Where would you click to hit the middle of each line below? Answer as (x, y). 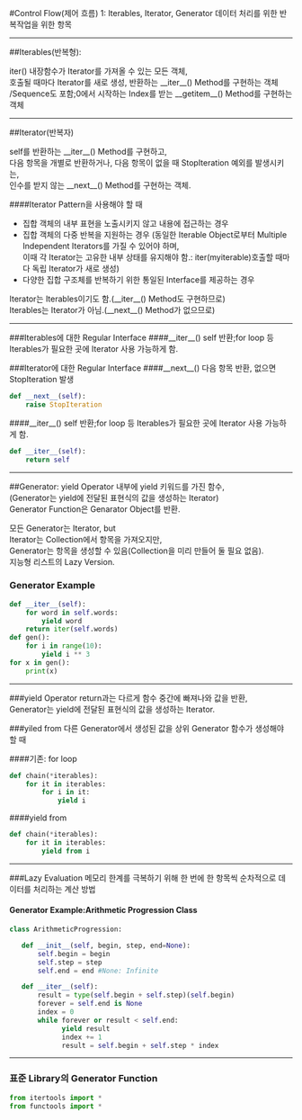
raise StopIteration (64, 404)
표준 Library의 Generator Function (84, 1079)
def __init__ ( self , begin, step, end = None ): (106, 945)
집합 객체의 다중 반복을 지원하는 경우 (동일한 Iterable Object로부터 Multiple (155, 235)
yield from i (66, 851)
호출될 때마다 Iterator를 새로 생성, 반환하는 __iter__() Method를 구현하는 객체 (144, 82)
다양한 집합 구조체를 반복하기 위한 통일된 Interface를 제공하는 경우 (138, 280)
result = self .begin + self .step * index (140, 1045)
